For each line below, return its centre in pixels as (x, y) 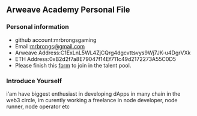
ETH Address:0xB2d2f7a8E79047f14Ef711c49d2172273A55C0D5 (95, 59)
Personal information (38, 27)
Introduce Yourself (34, 81)
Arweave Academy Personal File (68, 10)
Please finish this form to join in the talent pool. (73, 65)
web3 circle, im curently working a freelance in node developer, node (92, 100)
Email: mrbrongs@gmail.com (50, 46)
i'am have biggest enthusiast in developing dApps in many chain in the (93, 94)
